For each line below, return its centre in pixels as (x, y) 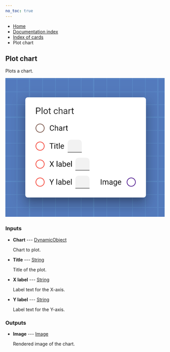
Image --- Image (31, 334)
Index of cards (28, 37)
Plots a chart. (19, 71)
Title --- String (29, 260)
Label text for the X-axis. (39, 289)
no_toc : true (19, 11)
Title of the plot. (30, 269)
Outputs (16, 323)
